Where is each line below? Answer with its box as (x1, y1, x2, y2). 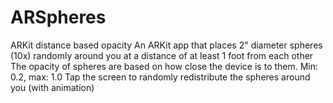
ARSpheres (10, 6, 107, 29)
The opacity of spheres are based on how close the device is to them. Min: (10, 60, 319, 72)
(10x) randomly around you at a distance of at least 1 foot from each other (10, 49, 314, 61)
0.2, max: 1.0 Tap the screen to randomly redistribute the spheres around (10, 71, 311, 83)
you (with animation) (10, 81, 95, 93)
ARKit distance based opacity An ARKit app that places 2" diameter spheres (10, 39, 323, 51)
